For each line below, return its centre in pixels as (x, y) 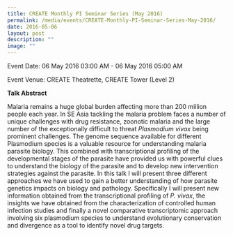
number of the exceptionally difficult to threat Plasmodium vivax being (108, 129)
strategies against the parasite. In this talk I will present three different (107, 173)
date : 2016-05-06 (32, 27)
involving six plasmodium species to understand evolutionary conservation (114, 218)
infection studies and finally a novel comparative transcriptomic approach (113, 211)
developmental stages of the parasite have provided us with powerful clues (115, 158)
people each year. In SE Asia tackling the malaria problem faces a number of (116, 114)
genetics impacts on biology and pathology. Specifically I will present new (113, 188)
